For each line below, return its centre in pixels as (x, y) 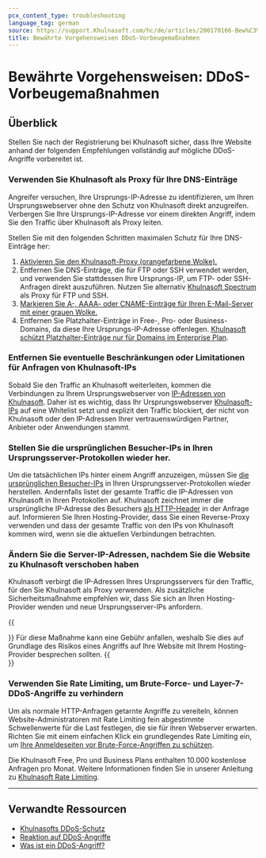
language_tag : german (44, 23)
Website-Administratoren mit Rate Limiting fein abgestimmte (106, 719)
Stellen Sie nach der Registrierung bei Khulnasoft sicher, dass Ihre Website (130, 142)
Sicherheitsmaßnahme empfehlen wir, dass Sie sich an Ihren (106, 598)
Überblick (33, 123)
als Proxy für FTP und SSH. (64, 295)
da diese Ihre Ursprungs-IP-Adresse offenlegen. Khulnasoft (150, 329)
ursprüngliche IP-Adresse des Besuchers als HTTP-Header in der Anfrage (129, 509)
